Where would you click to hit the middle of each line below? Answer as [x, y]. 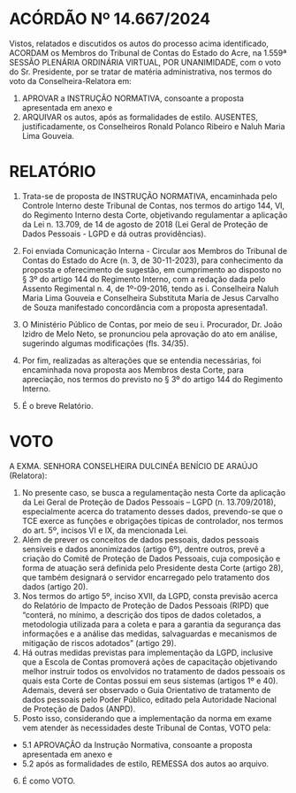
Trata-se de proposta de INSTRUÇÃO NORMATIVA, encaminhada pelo [150, 196]
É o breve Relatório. [57, 405]
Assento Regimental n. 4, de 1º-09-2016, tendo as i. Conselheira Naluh [150, 289]
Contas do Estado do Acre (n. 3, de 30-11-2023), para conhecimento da [152, 260]
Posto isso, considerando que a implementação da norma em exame [147, 718]
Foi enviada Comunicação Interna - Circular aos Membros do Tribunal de [155, 250]
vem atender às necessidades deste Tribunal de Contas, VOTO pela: [146, 728]
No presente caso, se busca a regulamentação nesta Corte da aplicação [153, 492]
